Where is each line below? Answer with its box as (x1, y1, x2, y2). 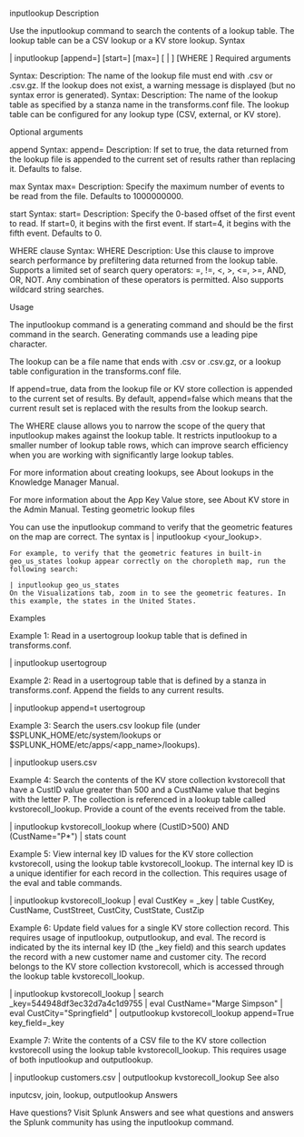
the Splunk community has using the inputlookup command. (9, 1117, 234, 1127)
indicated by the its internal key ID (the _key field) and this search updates (9, 941, 287, 952)
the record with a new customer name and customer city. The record (9, 951, 267, 962)
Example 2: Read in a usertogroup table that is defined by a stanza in (9, 675, 267, 686)
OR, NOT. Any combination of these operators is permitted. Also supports (9, 275, 284, 285)
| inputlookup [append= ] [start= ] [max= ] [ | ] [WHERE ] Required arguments (9, 53, 291, 63)
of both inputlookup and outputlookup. (9, 1054, 154, 1065)
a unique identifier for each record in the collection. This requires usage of (9, 868, 288, 879)
